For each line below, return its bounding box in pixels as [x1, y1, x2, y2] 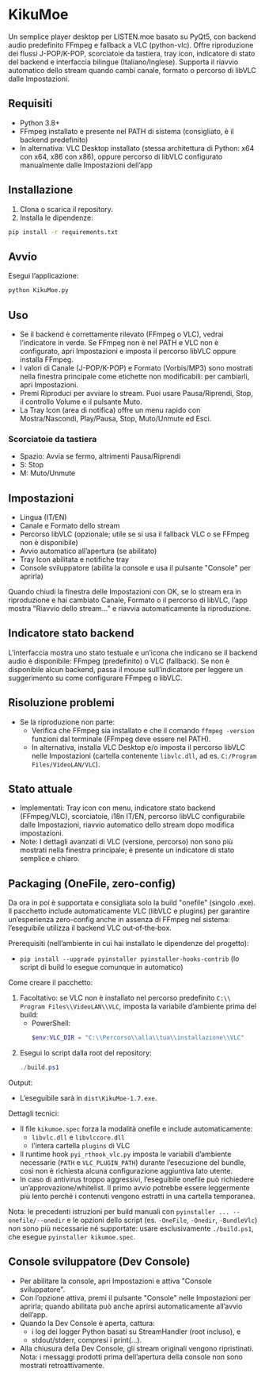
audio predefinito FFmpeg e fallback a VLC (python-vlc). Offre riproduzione [8, 40, 254, 49]
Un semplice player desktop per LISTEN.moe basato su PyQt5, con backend [8, 32, 256, 41]
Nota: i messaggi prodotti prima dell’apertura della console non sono [19, 1351, 243, 1362]
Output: [8, 1078, 33, 1088]
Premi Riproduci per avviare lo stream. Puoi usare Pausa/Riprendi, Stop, [19, 388, 253, 398]
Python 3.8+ [19, 117, 61, 128]
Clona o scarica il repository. [19, 204, 113, 213]
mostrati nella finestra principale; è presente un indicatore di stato [19, 845, 235, 855]
